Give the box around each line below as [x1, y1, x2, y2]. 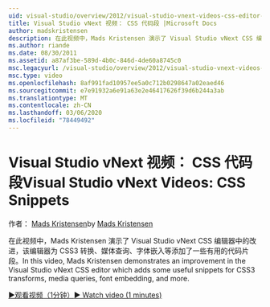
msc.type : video [8, 72, 63, 80]
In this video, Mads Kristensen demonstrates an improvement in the [22, 256, 247, 265]
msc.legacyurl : [8, 64, 59, 72]
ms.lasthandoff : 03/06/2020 [8, 109, 103, 117]
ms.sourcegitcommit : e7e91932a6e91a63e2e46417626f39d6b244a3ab [8, 86, 225, 95]
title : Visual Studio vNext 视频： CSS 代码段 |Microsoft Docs [8, 19, 217, 27]
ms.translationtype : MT [8, 94, 88, 102]
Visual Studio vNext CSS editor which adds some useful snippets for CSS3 [8, 264, 256, 274]
